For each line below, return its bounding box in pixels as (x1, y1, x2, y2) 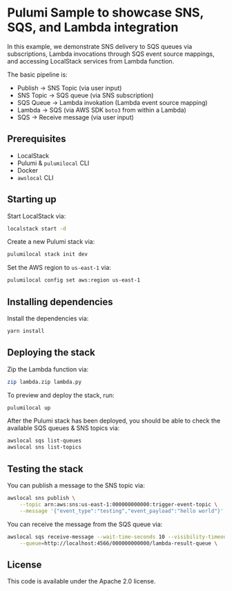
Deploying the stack (7, 347, 95, 358)
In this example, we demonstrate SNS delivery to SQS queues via (7, 42, 193, 50)
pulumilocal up (7, 404, 51, 411)
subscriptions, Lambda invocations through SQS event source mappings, (7, 50, 215, 58)
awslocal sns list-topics (7, 444, 81, 451)
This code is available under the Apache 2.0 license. (7, 577, 156, 585)
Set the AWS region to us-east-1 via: (7, 264, 112, 272)
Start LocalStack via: (7, 212, 66, 220)
